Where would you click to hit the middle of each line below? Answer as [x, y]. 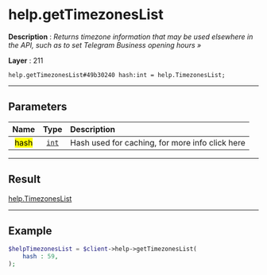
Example [30, 231]
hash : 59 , [41, 257]
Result [25, 179]
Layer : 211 [26, 60]
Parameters [38, 107]
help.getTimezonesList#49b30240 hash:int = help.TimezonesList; [117, 75]
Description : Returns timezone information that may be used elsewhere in [131, 37]
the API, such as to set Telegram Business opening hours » [105, 45]
